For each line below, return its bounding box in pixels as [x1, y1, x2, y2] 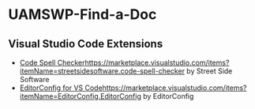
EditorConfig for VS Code [19, 83, 103, 92]
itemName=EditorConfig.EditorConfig [19, 92, 142, 100]
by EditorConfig [143, 92, 194, 100]
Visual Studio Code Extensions [8, 37, 163, 51]
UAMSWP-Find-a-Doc [8, 6, 157, 24]
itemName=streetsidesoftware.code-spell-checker [19, 66, 186, 76]
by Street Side [186, 66, 233, 76]
